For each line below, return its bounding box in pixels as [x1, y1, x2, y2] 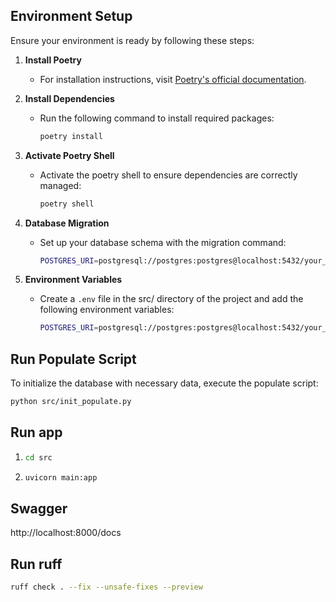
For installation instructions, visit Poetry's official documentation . [39, 73, 307, 85]
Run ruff [10, 555, 63, 573]
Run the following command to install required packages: [39, 112, 275, 124]
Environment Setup [10, 8, 133, 25]
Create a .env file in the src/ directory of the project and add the [39, 293, 304, 305]
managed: [39, 179, 82, 191]
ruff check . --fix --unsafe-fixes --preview [10, 582, 203, 593]
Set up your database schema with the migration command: [39, 236, 287, 248]
